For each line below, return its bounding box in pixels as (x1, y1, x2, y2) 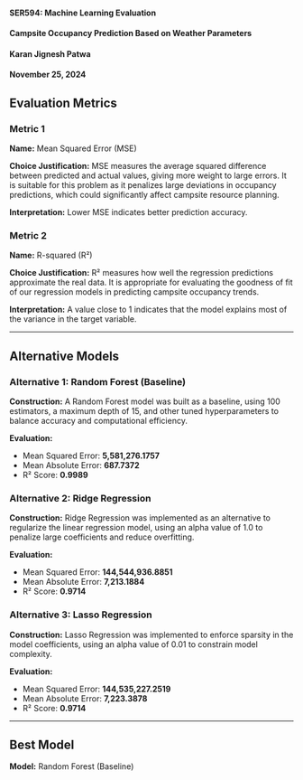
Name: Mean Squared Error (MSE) (9, 143, 137, 154)
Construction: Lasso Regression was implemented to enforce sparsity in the (9, 629, 294, 640)
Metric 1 (9, 122, 45, 135)
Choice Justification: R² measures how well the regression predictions (9, 268, 273, 278)
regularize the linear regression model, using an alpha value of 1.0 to (9, 522, 263, 533)
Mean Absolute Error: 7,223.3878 (22, 692, 148, 704)
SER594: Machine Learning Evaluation (9, 7, 156, 18)
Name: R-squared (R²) (9, 249, 93, 261)
